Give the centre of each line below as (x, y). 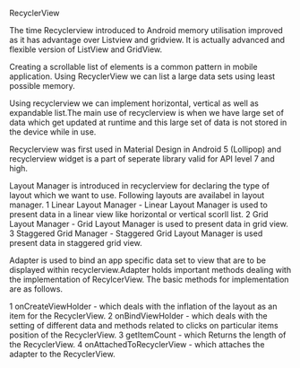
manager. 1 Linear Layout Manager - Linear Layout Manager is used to (139, 205)
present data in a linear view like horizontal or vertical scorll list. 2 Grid (139, 214)
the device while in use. (53, 132)
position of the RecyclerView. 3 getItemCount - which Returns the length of (148, 335)
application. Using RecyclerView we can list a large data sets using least (142, 76)
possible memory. (43, 86)
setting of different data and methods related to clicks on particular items (144, 325)
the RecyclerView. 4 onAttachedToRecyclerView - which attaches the (137, 344)
